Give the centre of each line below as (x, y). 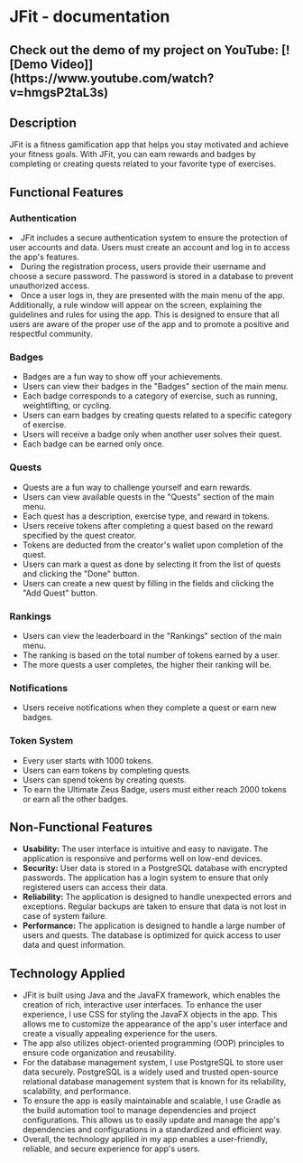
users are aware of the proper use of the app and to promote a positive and (149, 324)
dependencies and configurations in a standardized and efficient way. (152, 1130)
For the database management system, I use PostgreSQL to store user (153, 1063)
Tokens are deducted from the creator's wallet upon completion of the (153, 545)
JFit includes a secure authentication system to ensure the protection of (155, 238)
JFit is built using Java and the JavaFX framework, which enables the (151, 995)
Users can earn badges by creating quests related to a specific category (157, 415)
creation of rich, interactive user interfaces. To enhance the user (142, 1005)
